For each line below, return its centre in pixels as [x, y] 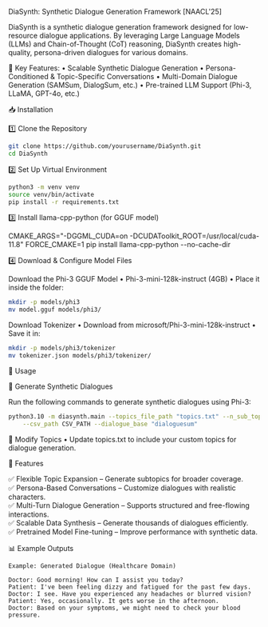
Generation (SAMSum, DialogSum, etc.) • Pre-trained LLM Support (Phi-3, [130, 85]
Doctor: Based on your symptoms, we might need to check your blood [124, 608]
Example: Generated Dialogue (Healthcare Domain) [93, 566]
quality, [20, 52]
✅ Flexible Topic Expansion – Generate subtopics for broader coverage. [126, 478]
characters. [27, 497]
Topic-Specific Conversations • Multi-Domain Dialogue [147, 76]
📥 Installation [31, 110]
